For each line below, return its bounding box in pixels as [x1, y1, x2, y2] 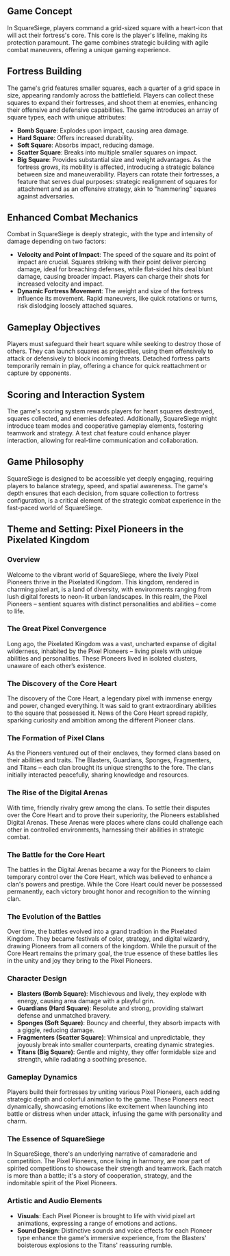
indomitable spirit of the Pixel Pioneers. [7, 1179, 118, 1187]
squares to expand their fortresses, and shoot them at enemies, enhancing [7, 98, 218, 106]
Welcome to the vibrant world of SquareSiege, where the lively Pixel [7, 570, 199, 579]
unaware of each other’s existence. [7, 661, 106, 670]
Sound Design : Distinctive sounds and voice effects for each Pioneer [16, 1226, 212, 1235]
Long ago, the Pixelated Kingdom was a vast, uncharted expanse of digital [7, 639, 217, 648]
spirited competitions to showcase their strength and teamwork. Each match [7, 1164, 222, 1173]
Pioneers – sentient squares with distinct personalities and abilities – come [7, 600, 217, 608]
